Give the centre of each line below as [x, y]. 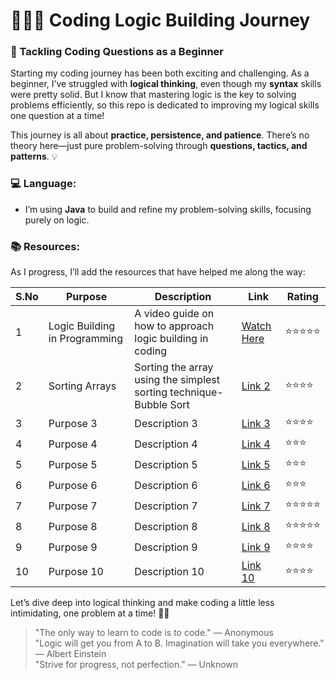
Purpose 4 [73, 444]
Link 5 [256, 464]
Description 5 [166, 464]
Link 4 [256, 444]
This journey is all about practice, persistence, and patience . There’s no [160, 135]
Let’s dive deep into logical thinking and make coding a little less [142, 603]
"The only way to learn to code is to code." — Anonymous [154, 633]
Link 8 [256, 526]
